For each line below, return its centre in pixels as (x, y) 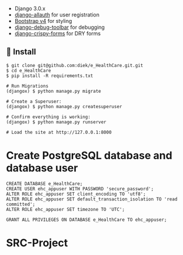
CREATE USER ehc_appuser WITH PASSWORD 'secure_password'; (80, 189)
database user (42, 168)
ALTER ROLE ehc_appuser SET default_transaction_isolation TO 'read (92, 199)
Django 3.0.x (30, 9)
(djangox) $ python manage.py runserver (56, 122)
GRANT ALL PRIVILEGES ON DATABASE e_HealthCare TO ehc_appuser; (86, 220)
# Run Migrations (27, 86)
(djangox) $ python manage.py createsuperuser (64, 106)
